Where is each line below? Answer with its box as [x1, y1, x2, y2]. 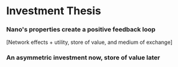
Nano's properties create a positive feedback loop [6, 25, 156, 34]
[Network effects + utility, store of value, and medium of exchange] [6, 39, 173, 46]
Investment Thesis [6, 4, 102, 18]
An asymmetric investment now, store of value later [6, 53, 161, 62]
